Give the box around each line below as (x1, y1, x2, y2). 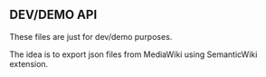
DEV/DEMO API (9, 7, 98, 23)
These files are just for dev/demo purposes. (9, 31, 173, 42)
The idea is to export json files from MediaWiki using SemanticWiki (9, 49, 258, 60)
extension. (9, 58, 49, 69)
